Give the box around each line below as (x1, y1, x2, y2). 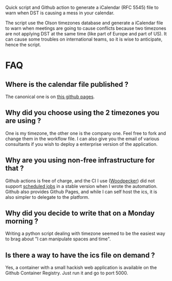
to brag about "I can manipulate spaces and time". (5, 236, 111, 242)
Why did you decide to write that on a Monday (5, 209, 155, 218)
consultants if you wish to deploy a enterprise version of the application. (5, 141, 158, 147)
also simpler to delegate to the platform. (5, 194, 90, 200)
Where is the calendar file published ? (5, 80, 129, 89)
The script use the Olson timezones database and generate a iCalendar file (5, 20, 163, 26)
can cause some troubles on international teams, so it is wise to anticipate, (5, 36, 163, 42)
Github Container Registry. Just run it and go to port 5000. (5, 270, 128, 276)
